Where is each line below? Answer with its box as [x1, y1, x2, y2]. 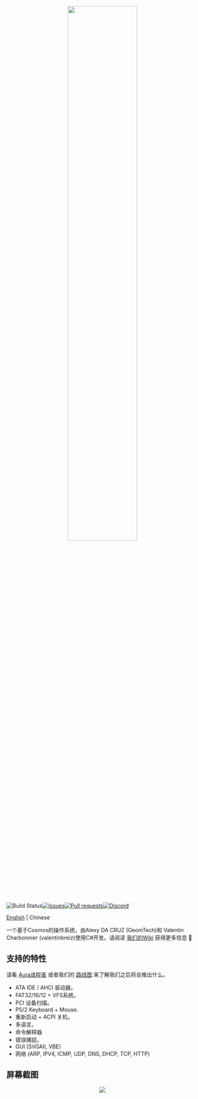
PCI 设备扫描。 [15, 999, 53, 1006]
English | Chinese [6, 914, 51, 921]
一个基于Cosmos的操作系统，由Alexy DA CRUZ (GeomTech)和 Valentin [6, 927, 184, 933]
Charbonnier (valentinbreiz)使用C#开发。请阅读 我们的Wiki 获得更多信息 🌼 [6, 934, 193, 941]
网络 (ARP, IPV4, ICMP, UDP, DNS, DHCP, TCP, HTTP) [15, 1050, 150, 1057]
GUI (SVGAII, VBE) [15, 1042, 62, 1050]
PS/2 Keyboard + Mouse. [15, 1006, 79, 1013]
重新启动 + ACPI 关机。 [15, 1013, 73, 1020]
